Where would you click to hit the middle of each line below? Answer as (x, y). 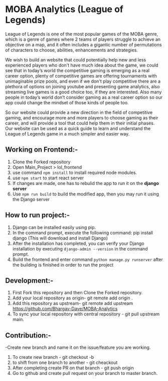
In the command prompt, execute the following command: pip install (82, 232)
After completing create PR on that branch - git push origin (73, 368)
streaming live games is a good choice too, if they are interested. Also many (83, 92)
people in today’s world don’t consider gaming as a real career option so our (84, 97)
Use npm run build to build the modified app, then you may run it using (86, 194)
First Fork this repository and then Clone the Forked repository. (77, 293)
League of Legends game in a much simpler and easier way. (67, 134)
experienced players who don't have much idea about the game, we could (82, 65)
